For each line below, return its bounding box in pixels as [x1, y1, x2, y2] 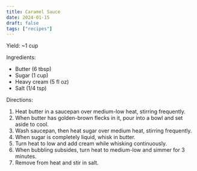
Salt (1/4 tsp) [14, 85, 47, 92]
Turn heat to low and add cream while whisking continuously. [14, 140, 167, 148]
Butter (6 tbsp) [14, 66, 52, 73]
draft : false [6, 20, 39, 26]
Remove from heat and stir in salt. [14, 159, 99, 166]
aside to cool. [14, 121, 49, 128]
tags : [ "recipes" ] [6, 25, 52, 32]
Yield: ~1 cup [6, 42, 39, 49]
